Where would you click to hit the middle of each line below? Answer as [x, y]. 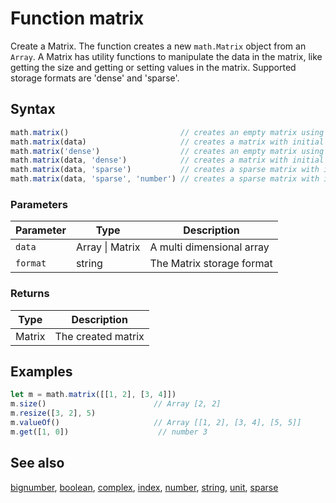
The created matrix [99, 336]
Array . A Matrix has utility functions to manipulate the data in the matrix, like [166, 56]
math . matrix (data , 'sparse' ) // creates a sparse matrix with [165, 170]
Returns [30, 294]
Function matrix [77, 18]
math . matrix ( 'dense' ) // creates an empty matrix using [167, 151]
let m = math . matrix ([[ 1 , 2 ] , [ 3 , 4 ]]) [93, 395]
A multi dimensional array [209, 247]
